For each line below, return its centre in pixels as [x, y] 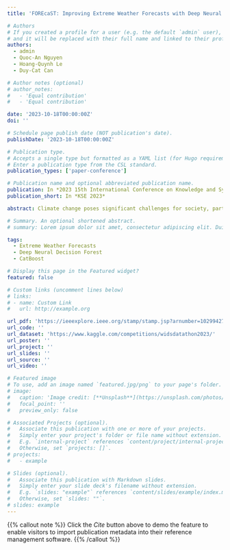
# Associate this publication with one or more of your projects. [107, 429]
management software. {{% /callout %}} [64, 539]
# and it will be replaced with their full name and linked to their [108, 38]
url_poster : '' [29, 340]
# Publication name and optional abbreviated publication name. [101, 183]
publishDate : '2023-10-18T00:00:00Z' [61, 139]
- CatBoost [29, 259]
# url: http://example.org [49, 309]
